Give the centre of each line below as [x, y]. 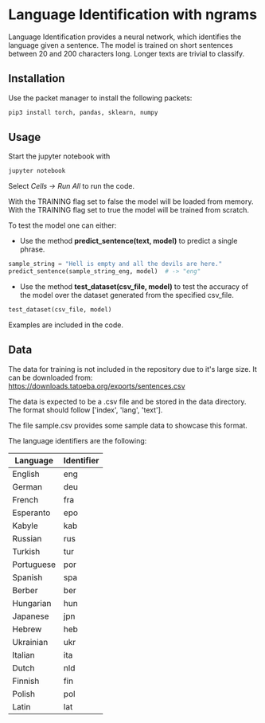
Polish [24, 694]
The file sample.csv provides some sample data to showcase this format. [128, 425]
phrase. [32, 249]
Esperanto [31, 513]
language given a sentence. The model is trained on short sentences [121, 45]
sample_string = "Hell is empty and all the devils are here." [115, 264]
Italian [24, 655]
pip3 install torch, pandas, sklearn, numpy [83, 112]
